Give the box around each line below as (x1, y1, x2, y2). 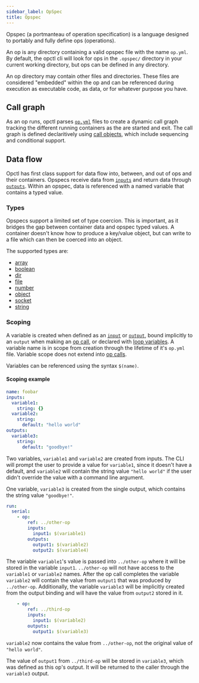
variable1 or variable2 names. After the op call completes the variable (6, 571, 179, 578)
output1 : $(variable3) (32, 628, 89, 634)
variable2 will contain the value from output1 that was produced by (6, 577, 171, 584)
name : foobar (6, 388, 39, 395)
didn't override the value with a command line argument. (6, 473, 144, 481)
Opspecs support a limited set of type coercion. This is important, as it (6, 217, 179, 224)
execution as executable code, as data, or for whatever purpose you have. (6, 85, 188, 92)
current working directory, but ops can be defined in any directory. (6, 61, 169, 68)
